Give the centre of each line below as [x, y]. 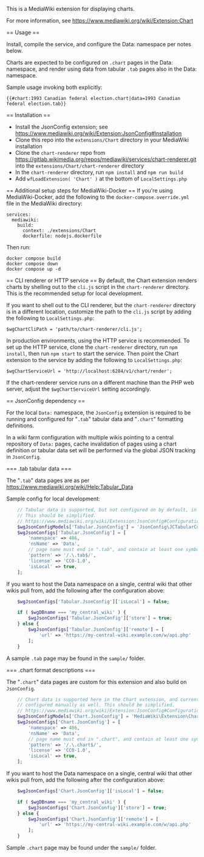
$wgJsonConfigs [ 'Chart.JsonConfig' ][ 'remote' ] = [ [93, 819]
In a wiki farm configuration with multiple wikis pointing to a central [90, 437]
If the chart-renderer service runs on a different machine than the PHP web [100, 382]
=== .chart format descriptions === [51, 670]
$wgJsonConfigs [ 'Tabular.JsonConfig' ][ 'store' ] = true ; [100, 618]
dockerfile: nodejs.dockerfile [62, 236]
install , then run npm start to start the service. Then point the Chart [93, 354]
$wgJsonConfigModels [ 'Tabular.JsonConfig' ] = [76, 527]
